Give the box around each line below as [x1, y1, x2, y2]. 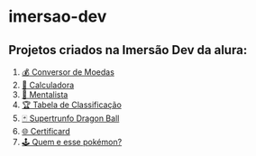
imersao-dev [8, 6, 107, 27]
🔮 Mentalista [21, 89, 69, 100]
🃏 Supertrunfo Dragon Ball [21, 113, 120, 124]
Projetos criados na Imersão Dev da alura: [8, 42, 248, 58]
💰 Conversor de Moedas [21, 67, 114, 78]
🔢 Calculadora [21, 79, 75, 90]
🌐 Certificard [21, 126, 70, 136]
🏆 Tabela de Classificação [21, 99, 123, 110]
